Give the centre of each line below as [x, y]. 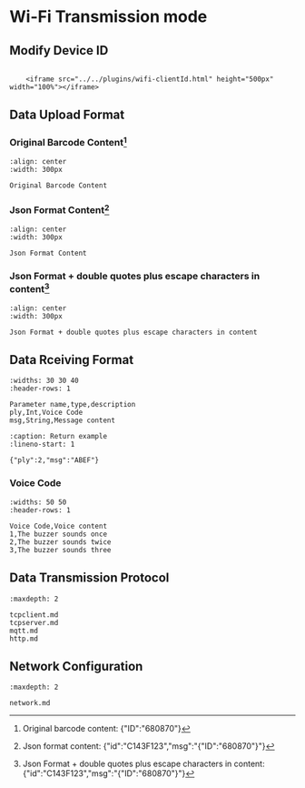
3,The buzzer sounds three [60, 550]
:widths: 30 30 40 [44, 381]
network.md [30, 703]
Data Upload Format [67, 115]
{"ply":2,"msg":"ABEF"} [54, 460]
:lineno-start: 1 [42, 445]
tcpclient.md [34, 615]
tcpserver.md [34, 622]
